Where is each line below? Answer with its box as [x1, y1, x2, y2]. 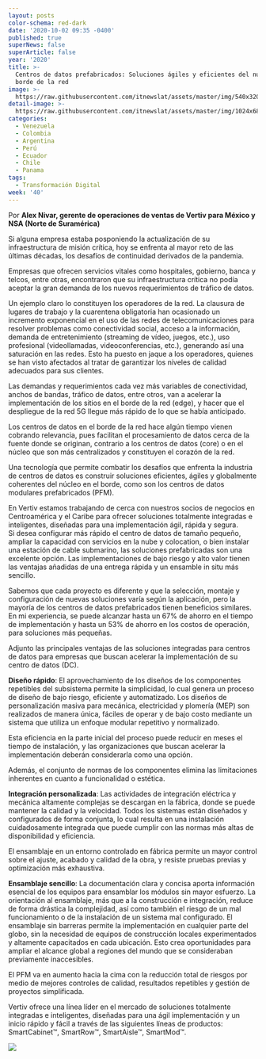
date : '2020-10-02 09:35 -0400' [8, 26, 115, 34]
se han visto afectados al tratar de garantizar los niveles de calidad [8, 357, 227, 367]
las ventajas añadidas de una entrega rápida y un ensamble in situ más [8, 562, 239, 572]
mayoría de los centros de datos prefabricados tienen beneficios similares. [8, 602, 252, 612]
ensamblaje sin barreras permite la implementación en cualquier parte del [8, 920, 249, 930]
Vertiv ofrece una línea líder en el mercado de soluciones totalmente [8, 1002, 231, 1011]
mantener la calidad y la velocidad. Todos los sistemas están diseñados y [8, 805, 248, 815]
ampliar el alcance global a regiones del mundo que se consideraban [8, 946, 234, 955]
